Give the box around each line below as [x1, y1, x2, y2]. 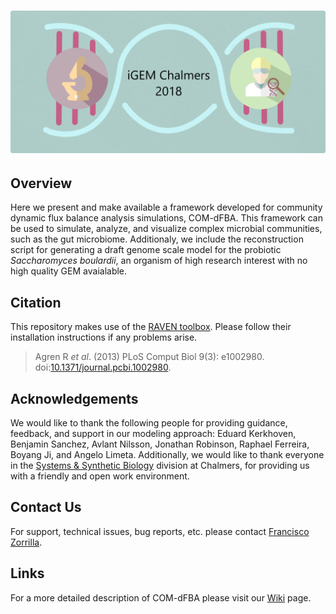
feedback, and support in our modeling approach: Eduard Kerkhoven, [10, 428, 297, 440]
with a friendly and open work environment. [10, 470, 190, 482]
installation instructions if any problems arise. [10, 331, 198, 344]
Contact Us [10, 499, 82, 516]
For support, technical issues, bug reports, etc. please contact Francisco [10, 525, 310, 537]
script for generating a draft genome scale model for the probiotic [10, 244, 282, 256]
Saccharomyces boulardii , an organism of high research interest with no [10, 255, 308, 267]
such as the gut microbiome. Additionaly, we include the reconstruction [10, 233, 304, 245]
